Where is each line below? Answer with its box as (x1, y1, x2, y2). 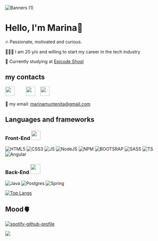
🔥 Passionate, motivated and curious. (5, 38, 82, 44)
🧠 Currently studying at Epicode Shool (5, 58, 84, 64)
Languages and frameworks (5, 115, 95, 124)
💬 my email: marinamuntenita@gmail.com (5, 100, 91, 107)
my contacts (5, 73, 45, 81)
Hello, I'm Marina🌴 (5, 22, 83, 33)
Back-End (5, 169, 29, 176)
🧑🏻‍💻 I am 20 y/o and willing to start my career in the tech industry (5, 48, 140, 54)
